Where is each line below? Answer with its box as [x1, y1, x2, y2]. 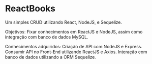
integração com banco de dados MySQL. [5, 34, 89, 40]
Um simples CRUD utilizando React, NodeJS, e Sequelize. [5, 19, 122, 25]
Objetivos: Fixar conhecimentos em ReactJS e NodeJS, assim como [5, 29, 143, 34]
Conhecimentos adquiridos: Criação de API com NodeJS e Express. [5, 43, 143, 49]
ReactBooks [5, 3, 56, 14]
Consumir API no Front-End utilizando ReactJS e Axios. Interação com [5, 49, 148, 55]
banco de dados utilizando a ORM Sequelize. [5, 54, 96, 60]
